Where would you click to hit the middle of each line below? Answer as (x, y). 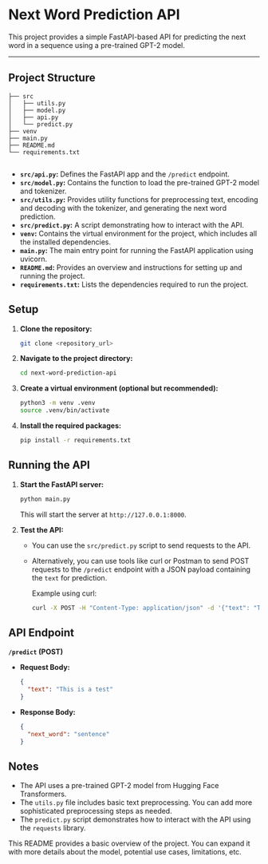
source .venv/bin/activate (65, 410)
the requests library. (53, 828)
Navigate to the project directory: (76, 359)
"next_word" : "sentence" (69, 734)
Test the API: (41, 529)
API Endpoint (41, 632)
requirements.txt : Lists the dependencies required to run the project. (134, 284)
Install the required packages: (71, 426)
